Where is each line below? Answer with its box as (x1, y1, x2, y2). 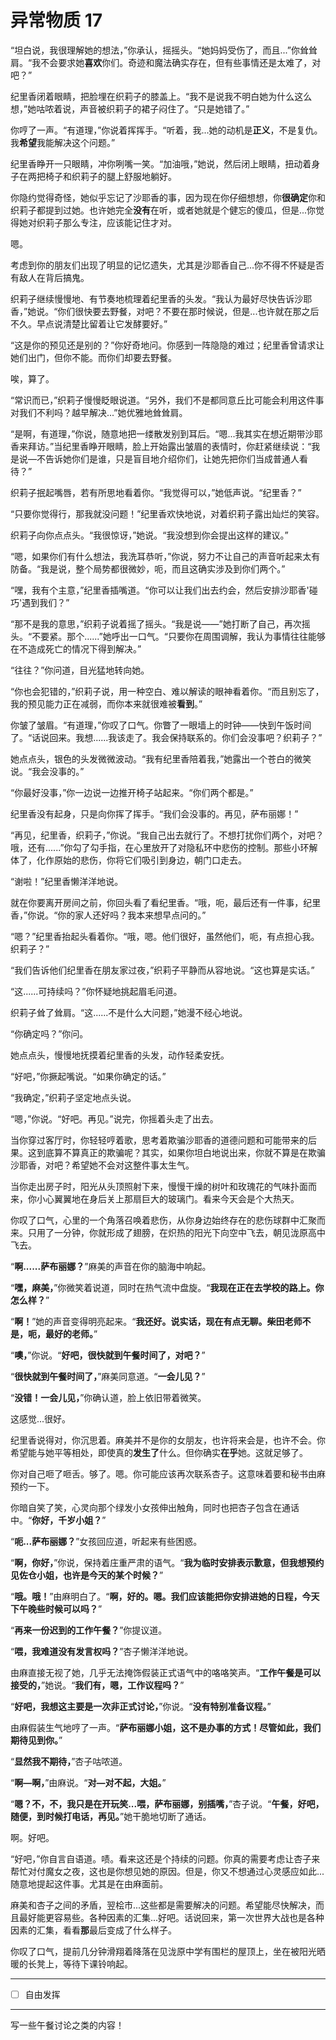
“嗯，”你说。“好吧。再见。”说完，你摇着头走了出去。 (10, 1112, 219, 1125)
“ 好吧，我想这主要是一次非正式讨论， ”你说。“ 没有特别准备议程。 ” (10, 1700, 272, 1712)
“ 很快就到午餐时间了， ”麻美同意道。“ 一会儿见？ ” (10, 1370, 206, 1382)
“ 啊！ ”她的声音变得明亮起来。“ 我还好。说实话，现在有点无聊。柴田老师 (10, 1315, 303, 1327)
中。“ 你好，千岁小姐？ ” (10, 1514, 107, 1526)
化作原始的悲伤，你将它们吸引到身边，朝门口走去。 (36, 854, 247, 866)
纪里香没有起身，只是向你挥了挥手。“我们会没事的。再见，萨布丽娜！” (10, 807, 299, 820)
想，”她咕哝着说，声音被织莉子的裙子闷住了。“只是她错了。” (10, 102, 250, 115)
